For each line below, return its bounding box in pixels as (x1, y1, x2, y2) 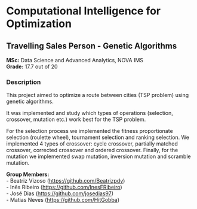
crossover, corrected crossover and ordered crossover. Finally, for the (6, 147, 178, 154)
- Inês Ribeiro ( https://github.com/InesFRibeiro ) (6, 184, 122, 191)
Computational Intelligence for (6, 4, 161, 18)
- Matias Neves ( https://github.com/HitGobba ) (6, 196, 120, 204)
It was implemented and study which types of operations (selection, (6, 110, 173, 117)
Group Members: (6, 171, 50, 178)
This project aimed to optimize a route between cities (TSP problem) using (6, 92, 189, 99)
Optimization (6, 17, 72, 31)
